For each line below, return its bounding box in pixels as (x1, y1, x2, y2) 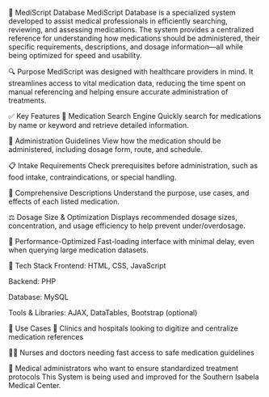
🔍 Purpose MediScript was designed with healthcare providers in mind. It (8, 67, 254, 76)
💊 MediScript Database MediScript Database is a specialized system (8, 8, 236, 17)
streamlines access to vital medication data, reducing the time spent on (8, 78, 246, 88)
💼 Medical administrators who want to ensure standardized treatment (8, 364, 239, 373)
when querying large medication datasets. (8, 245, 149, 255)
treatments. (8, 95, 47, 105)
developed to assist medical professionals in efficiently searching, (8, 16, 228, 26)
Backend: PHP (8, 277, 57, 286)
